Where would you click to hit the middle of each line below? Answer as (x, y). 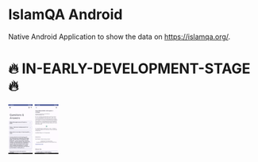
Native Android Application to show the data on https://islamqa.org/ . (119, 37)
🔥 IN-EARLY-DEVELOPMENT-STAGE (129, 69)
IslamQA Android (65, 15)
